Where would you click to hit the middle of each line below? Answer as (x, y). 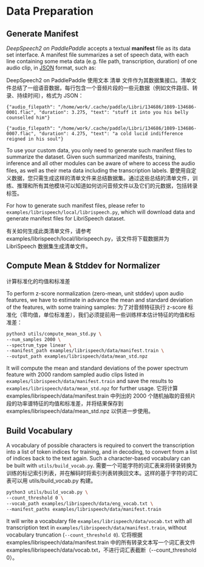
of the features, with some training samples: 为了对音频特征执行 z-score (97, 307)
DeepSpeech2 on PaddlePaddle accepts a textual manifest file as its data (99, 48)
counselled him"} (28, 118)
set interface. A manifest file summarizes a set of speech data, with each (97, 55)
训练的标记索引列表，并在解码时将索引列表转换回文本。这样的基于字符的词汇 (102, 473)
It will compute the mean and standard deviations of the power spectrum (97, 368)
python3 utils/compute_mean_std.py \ (54, 334)
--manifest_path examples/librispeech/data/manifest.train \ (85, 351)
